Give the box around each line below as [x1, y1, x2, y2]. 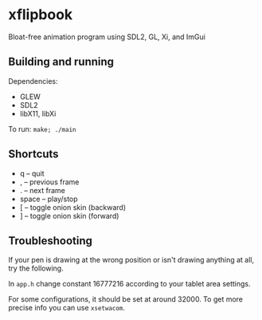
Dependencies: [8, 76, 58, 85]
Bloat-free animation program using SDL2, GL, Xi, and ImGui [8, 32, 205, 41]
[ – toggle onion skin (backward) [19, 202, 127, 212]
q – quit [19, 168, 45, 178]
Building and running [8, 55, 114, 69]
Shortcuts [8, 148, 59, 161]
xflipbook [8, 6, 73, 24]
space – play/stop [19, 194, 78, 203]
